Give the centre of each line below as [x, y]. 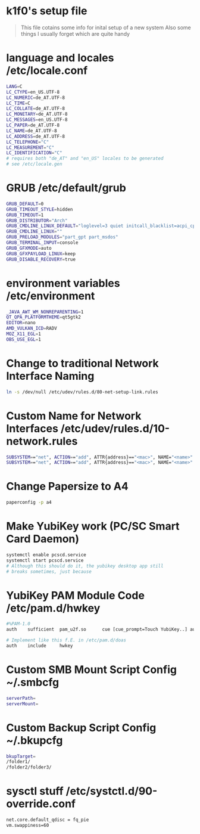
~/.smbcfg [33, 682]
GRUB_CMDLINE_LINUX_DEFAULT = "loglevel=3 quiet [65, 226]
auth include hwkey [40, 646]
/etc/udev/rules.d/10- [115, 428]
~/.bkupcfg [35, 740]
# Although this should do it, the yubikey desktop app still [85, 566]
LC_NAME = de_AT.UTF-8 [32, 131]
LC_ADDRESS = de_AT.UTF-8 [36, 136]
